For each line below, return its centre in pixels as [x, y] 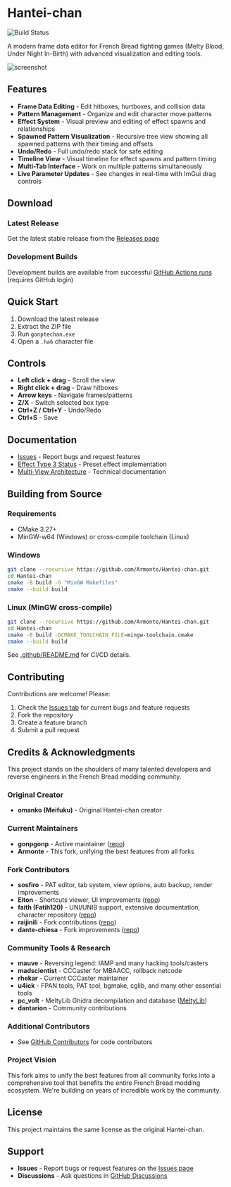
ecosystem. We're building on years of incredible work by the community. [114, 1090]
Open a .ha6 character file [55, 341]
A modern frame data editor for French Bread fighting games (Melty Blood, [115, 46]
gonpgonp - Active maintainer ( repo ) [71, 843]
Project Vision [32, 1060]
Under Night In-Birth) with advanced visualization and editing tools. [105, 54]
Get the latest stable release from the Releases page [83, 239]
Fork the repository [45, 715]
